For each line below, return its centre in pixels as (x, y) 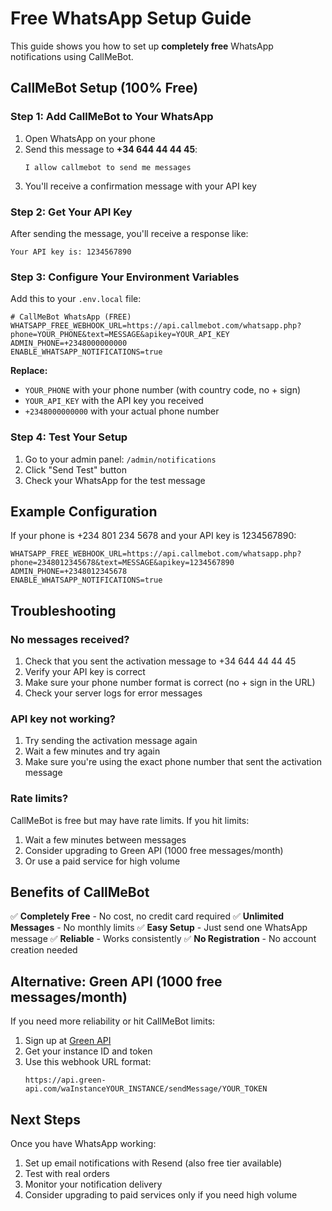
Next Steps (45, 1119)
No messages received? (70, 639)
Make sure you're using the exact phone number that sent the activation (173, 762)
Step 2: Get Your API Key (71, 212)
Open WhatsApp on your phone (90, 138)
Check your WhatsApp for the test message (115, 480)
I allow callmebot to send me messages (108, 167)
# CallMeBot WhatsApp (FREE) (71, 317)
